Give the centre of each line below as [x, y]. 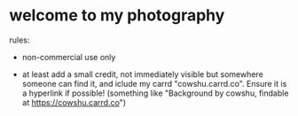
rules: [20, 40]
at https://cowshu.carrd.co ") [74, 102]
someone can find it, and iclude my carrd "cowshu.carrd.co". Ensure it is [154, 83]
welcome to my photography [117, 15]
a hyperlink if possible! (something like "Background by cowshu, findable [155, 93]
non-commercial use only [69, 57]
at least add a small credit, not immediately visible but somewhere [142, 74]
